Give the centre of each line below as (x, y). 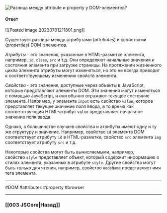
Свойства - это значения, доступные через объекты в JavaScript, (75, 85)
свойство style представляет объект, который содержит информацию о (82, 157)
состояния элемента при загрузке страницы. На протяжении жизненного (83, 65)
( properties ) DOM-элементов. (36, 45)
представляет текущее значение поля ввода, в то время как (70, 106)
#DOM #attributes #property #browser (45, 187)
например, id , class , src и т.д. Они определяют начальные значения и (80, 60)
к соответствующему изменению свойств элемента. (61, 76)
